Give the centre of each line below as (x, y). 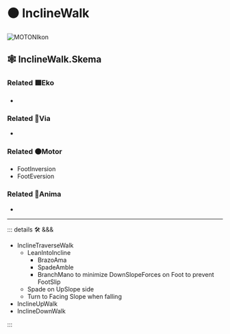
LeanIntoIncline (49, 252)
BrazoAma (52, 260)
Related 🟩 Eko (31, 83)
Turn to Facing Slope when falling (74, 296)
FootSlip (49, 282)
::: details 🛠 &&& (30, 229)
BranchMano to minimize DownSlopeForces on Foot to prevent (126, 274)
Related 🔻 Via (29, 118)
